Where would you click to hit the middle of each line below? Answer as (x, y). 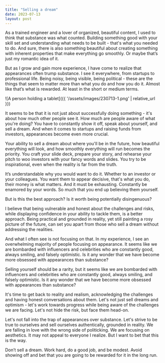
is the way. (16, 340)
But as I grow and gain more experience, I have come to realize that (73, 68)
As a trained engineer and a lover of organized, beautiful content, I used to (80, 33)
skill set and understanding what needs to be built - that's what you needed (82, 43)
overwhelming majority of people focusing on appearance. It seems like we (81, 244)
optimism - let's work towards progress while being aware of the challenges (82, 305)
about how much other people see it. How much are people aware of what (80, 119)
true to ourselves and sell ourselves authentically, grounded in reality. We (79, 325)
